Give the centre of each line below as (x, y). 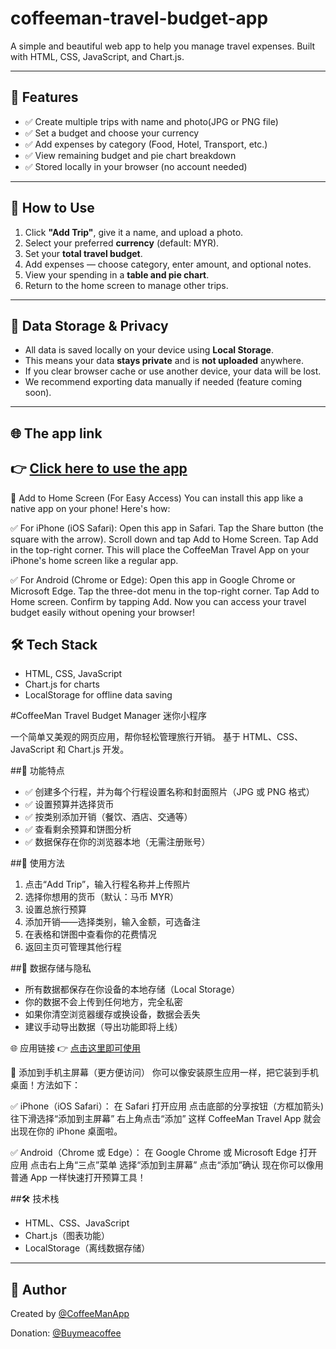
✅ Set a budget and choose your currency (112, 133)
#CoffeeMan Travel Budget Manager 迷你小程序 (109, 716)
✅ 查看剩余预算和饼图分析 (78, 829)
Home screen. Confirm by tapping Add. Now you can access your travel (158, 601)
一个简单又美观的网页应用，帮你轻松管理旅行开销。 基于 (125, 737)
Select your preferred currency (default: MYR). (122, 243)
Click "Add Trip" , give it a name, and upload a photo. (134, 232)
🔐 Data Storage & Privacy (89, 325)
